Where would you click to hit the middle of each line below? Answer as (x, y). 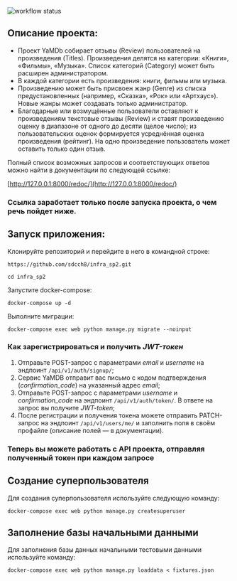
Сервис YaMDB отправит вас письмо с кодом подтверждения (112, 378)
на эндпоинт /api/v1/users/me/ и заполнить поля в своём (128, 422)
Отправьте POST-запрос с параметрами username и (98, 393)
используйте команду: (42, 558)
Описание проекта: (53, 33)
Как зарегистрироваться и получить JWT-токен (95, 347)
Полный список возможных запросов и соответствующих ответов (109, 162)
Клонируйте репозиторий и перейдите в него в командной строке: (109, 251)
